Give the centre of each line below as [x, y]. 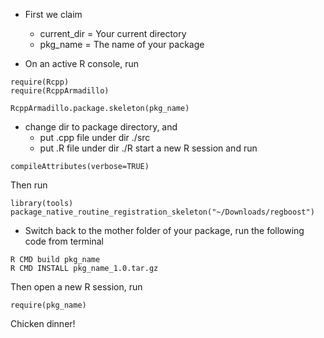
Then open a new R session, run [76, 287]
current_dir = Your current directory [113, 33]
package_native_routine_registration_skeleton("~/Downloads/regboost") [162, 212]
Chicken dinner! [43, 323]
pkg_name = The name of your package [122, 44]
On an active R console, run [82, 63]
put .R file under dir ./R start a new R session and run [148, 148]
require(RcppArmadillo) [60, 91]
